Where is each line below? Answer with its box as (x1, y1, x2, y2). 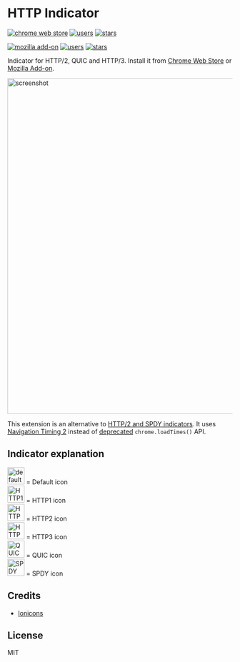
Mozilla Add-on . (7, 64, 55, 72)
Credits (7, 590, 41, 602)
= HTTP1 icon (26, 496, 66, 504)
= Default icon (26, 477, 68, 486)
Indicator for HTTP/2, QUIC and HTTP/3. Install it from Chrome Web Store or (7, 56, 232, 65)
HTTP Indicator (7, 5, 100, 21)
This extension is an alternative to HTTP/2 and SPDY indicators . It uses (7, 419, 216, 428)
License (7, 629, 44, 641)
